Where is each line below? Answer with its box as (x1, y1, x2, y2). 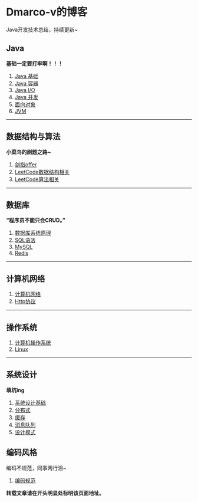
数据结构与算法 (6, 132, 61, 142)
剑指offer (14, 160, 37, 168)
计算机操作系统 (14, 339, 51, 346)
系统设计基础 (14, 399, 46, 406)
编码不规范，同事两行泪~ (6, 464, 67, 471)
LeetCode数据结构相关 (14, 168, 70, 175)
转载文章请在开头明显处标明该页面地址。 (6, 489, 104, 496)
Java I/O (14, 86, 35, 93)
